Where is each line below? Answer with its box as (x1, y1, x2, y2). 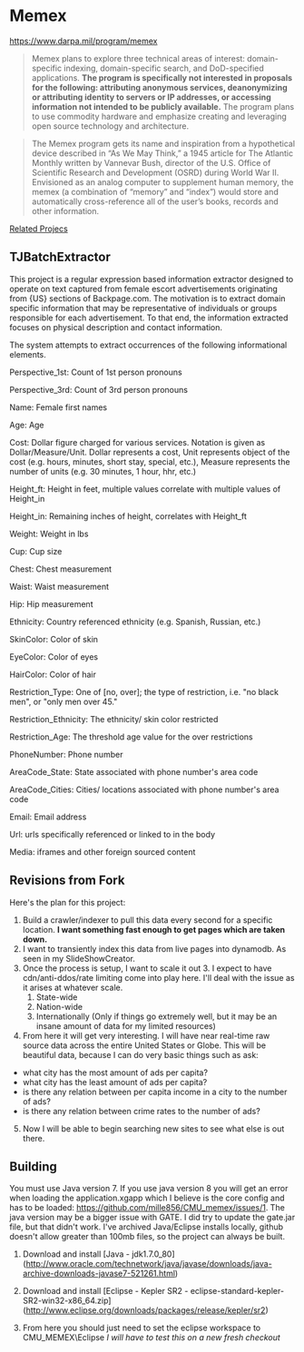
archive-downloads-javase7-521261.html (22, 1268, 175, 1279)
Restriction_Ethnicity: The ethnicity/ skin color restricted (9, 713, 219, 724)
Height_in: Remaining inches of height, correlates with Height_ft (9, 510, 247, 522)
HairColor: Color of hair (9, 669, 97, 680)
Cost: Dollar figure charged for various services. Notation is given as (9, 436, 266, 447)
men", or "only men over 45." (9, 696, 118, 707)
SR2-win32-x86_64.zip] (22, 1295, 112, 1307)
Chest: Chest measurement (9, 563, 112, 574)
